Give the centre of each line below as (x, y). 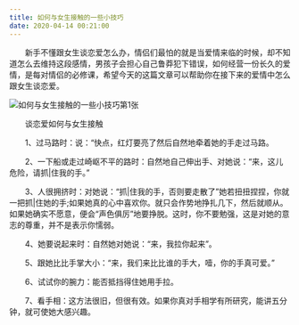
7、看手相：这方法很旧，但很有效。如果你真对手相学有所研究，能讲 (148, 300)
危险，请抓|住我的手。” (50, 172)
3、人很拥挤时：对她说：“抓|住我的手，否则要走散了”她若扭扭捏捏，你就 (157, 191)
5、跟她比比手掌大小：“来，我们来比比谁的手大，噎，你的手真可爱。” (149, 263)
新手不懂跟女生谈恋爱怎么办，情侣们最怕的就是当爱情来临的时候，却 (149, 52)
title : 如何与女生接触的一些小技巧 (66, 17)
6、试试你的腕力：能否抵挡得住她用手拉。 (101, 281)
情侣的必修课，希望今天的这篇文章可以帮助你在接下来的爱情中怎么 (169, 74)
